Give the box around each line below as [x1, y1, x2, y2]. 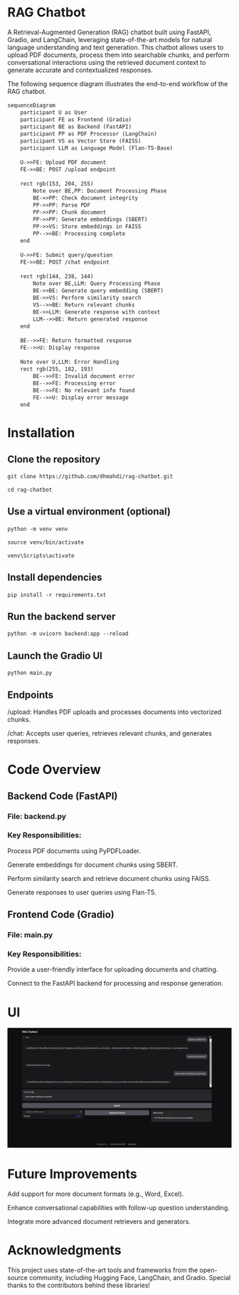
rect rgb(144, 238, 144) [20, 272, 94, 280]
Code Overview [7, 762, 101, 778]
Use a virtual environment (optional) [7, 505, 171, 517]
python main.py [7, 669, 53, 677]
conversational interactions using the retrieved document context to [7, 58, 206, 66]
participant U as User [20, 108, 87, 116]
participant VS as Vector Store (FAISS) [20, 137, 142, 145]
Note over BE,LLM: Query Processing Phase [33, 279, 161, 287]
